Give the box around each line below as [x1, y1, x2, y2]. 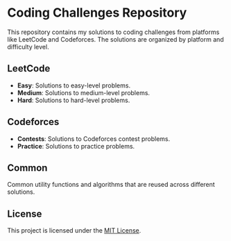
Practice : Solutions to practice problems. [17, 142, 135, 150]
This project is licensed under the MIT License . [7, 226, 142, 235]
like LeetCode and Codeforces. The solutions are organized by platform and [7, 35, 224, 43]
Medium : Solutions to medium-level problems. [17, 88, 151, 97]
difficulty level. [7, 42, 50, 51]
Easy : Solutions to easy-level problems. [17, 81, 130, 90]
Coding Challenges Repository [7, 5, 187, 21]
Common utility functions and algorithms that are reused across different [7, 181, 215, 189]
